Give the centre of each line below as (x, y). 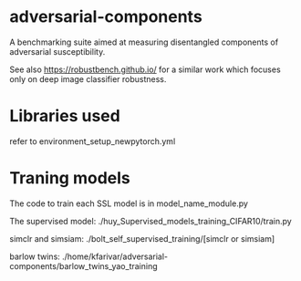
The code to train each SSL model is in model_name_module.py (129, 203)
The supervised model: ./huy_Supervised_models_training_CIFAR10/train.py (150, 221)
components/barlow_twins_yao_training (83, 265)
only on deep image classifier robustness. (88, 78)
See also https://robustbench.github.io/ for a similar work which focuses (145, 69)
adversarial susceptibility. (57, 51)
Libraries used (65, 116)
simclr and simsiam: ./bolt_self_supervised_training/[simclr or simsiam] (142, 238)
